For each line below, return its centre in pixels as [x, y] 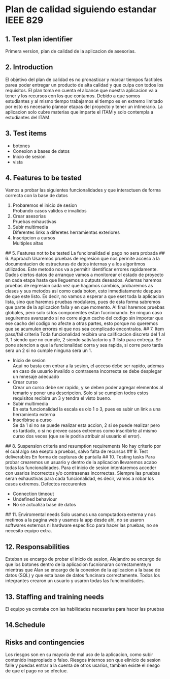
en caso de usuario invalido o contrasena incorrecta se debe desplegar [87, 371]
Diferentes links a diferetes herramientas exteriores [66, 232]
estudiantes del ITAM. [28, 117]
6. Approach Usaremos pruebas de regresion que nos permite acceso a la [82, 259]
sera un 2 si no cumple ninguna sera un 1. [49, 350]
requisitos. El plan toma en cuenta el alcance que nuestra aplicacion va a [81, 90]
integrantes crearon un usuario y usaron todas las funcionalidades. [75, 581]
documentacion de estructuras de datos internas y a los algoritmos [75, 264]
